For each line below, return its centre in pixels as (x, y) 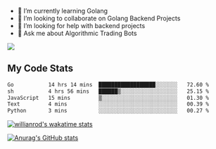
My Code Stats (40, 69)
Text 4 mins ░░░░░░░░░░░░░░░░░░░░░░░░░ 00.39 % (108, 104)
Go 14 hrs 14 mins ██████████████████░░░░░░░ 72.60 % (108, 84)
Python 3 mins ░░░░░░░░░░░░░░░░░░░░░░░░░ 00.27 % (108, 111)
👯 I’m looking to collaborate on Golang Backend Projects (99, 18)
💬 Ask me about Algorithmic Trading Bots (77, 33)
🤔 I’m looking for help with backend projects (81, 26)
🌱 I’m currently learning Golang (62, 11)
